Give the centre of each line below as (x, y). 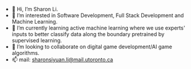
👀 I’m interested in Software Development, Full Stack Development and (98, 15)
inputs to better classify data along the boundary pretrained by (88, 34)
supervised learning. (37, 40)
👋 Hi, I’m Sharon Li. (35, 9)
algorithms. (25, 53)
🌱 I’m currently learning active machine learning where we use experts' (98, 28)
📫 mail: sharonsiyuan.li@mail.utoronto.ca (62, 60)
